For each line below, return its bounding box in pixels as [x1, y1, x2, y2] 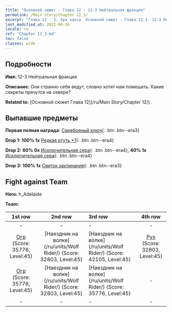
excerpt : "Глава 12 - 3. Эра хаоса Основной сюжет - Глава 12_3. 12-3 [5, 17, 161, 22]
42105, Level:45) [89, 256, 131, 263]
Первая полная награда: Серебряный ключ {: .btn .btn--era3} [5, 127, 140, 133]
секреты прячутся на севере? [5, 89, 71, 95]
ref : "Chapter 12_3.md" [5, 31, 56, 36]
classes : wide [5, 41, 36, 46]
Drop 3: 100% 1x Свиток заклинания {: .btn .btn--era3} [5, 163, 122, 169]
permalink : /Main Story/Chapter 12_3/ [5, 12, 88, 17]
